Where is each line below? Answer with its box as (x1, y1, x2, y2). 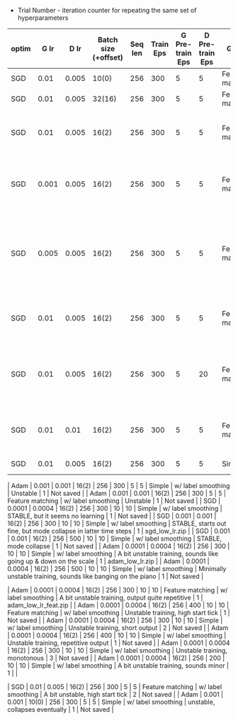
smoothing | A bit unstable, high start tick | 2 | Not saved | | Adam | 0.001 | (7, 690, 224, 698)
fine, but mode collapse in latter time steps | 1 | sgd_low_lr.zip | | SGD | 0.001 (7, 527, 230, 535)
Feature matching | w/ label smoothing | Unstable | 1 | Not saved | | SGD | (7, 497, 221, 505)
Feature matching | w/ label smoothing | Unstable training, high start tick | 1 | (7, 609, 230, 617)
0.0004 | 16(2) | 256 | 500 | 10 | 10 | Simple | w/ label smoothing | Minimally (7, 565, 227, 573)
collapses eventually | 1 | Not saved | (7, 705, 115, 713)
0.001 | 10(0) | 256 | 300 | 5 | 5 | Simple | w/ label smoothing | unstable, (7, 698, 215, 706)
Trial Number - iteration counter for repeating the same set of (17, 6, 197, 14)
